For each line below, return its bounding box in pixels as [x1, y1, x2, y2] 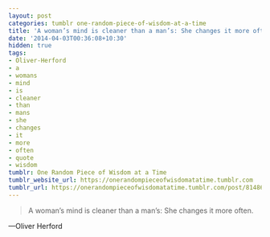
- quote [8, 153, 35, 161]
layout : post [8, 11, 52, 20]
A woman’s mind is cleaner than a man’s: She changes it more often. [27, 206, 254, 215]
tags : [8, 49, 27, 57]
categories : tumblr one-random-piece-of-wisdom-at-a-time [8, 19, 207, 27]
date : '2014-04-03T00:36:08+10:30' [8, 34, 128, 43]
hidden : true [8, 42, 52, 50]
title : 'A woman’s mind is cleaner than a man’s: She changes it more [8, 27, 250, 35]
